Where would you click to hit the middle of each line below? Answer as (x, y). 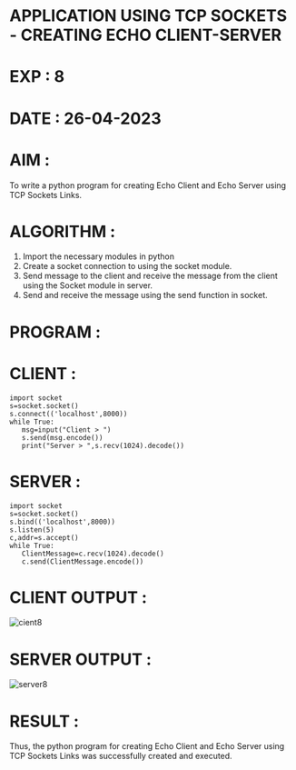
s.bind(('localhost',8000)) (63, 522)
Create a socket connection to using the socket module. (127, 266)
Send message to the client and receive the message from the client (150, 276)
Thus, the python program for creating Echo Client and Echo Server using (147, 746)
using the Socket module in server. (87, 285)
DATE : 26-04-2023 (85, 118)
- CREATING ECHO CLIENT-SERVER (146, 35)
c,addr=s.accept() (44, 537)
